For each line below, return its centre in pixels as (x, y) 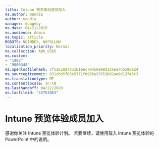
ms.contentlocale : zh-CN (31, 83)
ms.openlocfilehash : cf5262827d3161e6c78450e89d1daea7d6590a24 (72, 70)
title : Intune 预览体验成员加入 (35, 10)
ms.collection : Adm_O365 (31, 51)
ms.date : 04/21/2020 (26, 28)
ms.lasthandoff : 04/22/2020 (34, 88)
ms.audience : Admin (25, 33)
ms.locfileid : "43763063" (32, 93)
